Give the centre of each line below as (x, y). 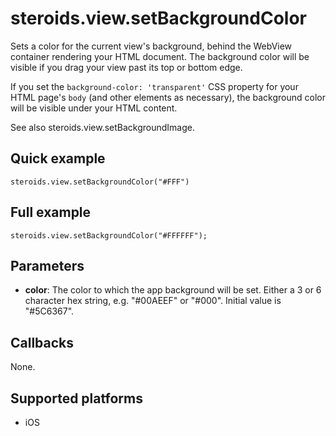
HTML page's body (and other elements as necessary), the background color (168, 97)
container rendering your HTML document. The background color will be (160, 56)
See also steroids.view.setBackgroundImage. (102, 127)
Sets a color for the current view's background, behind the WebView (151, 46)
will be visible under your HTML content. (94, 108)
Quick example (58, 158)
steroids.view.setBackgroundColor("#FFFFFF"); (109, 235)
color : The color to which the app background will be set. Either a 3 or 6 (173, 290)
